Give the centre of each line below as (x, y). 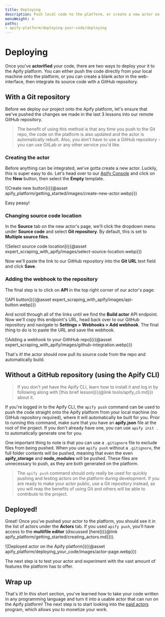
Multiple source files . (27, 237)
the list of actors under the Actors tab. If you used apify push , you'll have (80, 526)
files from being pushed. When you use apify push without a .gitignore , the (83, 448)
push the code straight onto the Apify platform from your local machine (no (81, 412)
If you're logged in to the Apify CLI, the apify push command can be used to (82, 407)
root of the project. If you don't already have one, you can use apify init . (82, 428)
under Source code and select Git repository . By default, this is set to (76, 231)
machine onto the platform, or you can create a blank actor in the (71, 76)
